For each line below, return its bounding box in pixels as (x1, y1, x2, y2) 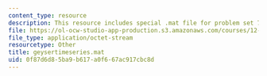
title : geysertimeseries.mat (8, 48, 105, 56)
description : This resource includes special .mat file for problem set (8, 19, 254, 27)
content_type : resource (8, 11, 87, 20)
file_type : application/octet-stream (8, 33, 133, 42)
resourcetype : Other (8, 41, 77, 49)
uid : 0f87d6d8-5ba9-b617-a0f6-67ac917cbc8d (8, 56, 155, 64)
